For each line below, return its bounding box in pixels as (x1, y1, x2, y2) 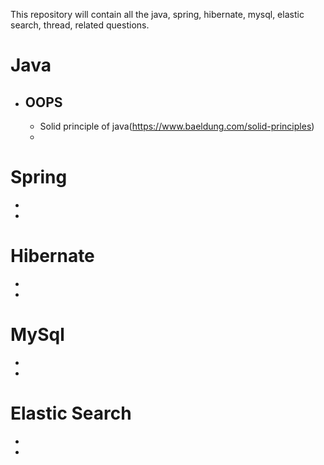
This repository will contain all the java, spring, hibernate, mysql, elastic (10, 9, 305, 20)
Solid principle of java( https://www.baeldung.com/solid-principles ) (39, 120, 315, 132)
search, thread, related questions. (10, 19, 150, 31)
